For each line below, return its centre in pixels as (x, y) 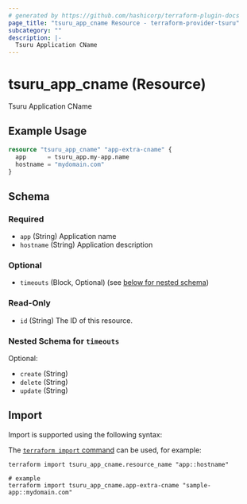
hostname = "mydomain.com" (60, 164)
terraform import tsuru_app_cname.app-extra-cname (94, 485)
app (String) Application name (68, 237)
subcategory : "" (35, 30)
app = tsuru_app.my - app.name (72, 157)
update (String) (44, 391)
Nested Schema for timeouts (64, 340)
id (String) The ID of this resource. (76, 320)
